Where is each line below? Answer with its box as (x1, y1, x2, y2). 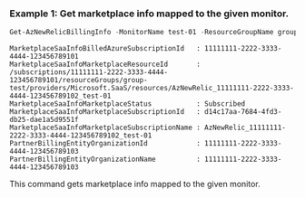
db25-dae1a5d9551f (9, 116, 79, 125)
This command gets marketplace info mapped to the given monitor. (9, 179, 261, 190)
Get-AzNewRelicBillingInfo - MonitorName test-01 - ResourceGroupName (9, 28, 274, 37)
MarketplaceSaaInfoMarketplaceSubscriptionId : (9, 108, 202, 117)
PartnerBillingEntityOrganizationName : (9, 155, 202, 165)
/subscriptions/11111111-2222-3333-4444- (9, 68, 169, 77)
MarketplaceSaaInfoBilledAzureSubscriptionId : (9, 44, 202, 53)
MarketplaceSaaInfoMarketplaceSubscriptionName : (9, 123, 202, 133)
